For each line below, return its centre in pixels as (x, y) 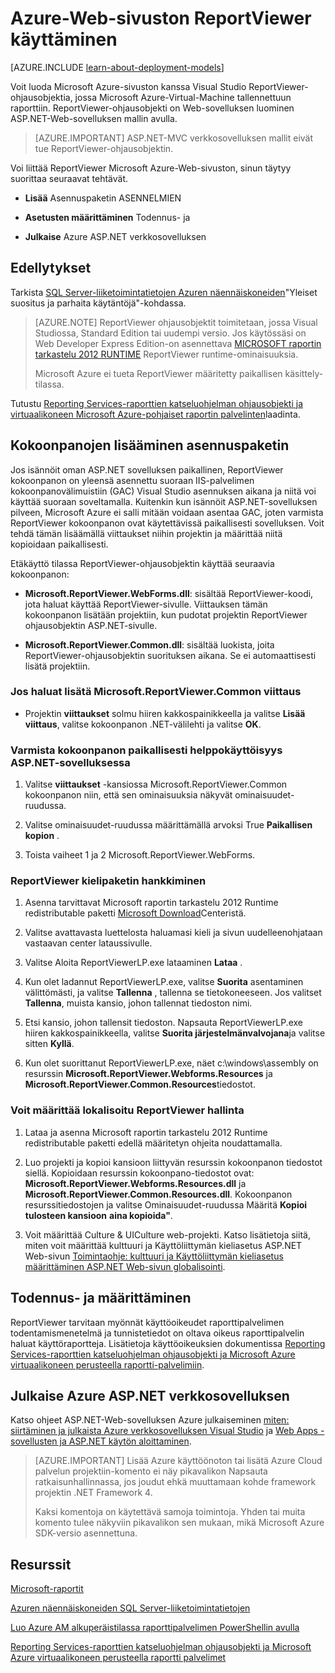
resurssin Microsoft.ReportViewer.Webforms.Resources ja (148, 1074)
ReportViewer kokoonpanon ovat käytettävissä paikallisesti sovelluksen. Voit (167, 523)
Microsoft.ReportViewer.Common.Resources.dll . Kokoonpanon (158, 1194)
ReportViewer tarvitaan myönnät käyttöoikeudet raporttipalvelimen (147, 1322)
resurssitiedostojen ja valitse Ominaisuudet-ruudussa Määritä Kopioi (166, 1204)
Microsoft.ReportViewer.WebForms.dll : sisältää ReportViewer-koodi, (169, 593)
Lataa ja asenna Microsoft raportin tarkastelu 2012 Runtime (146, 1132)
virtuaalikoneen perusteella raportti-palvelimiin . (107, 1364)
